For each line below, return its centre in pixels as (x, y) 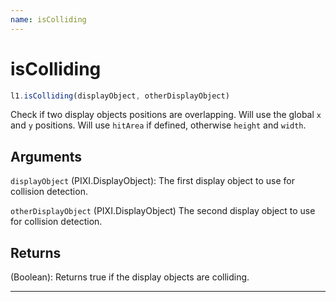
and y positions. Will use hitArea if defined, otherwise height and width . (158, 125)
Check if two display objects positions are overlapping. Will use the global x (166, 115)
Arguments (46, 156)
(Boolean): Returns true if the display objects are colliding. (130, 277)
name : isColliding (48, 19)
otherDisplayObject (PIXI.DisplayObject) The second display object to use (163, 211)
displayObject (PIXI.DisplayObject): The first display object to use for (152, 181)
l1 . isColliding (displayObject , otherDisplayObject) (120, 96)
